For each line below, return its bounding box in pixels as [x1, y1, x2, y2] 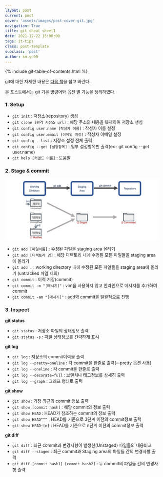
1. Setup [5, 101, 24, 108]
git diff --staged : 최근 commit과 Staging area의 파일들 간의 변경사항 [12, 448, 151, 454]
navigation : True [5, 23, 41, 28]
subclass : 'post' [5, 49, 41, 54]
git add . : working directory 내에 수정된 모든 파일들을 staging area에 [12, 264, 150, 270]
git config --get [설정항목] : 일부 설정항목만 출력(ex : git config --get [12, 143, 150, 149]
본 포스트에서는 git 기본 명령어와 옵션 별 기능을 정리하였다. [5, 88, 116, 95]
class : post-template [5, 44, 49, 49]
